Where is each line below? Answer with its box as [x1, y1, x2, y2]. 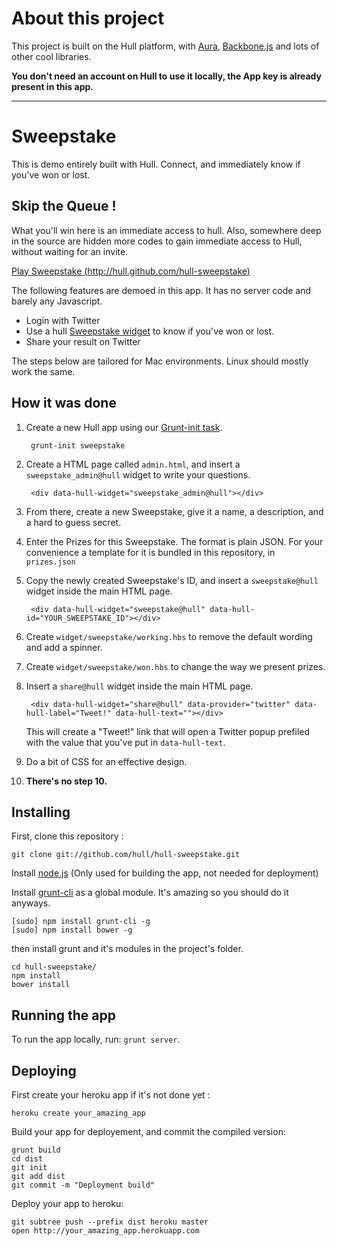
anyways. [11, 897, 51, 909]
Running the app [11, 1007, 116, 1024]
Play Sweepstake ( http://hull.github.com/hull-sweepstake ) [11, 265, 251, 277]
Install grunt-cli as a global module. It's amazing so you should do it [11, 887, 289, 899]
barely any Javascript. [11, 295, 103, 307]
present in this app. [11, 80, 94, 92]
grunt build [11, 1145, 61, 1155]
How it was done [11, 395, 117, 412]
